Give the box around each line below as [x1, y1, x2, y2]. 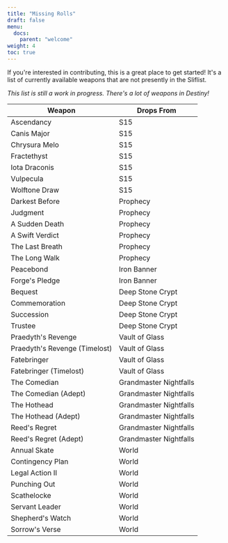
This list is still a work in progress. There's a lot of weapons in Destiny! [7, 88, 210, 97]
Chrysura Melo [10, 140, 59, 150]
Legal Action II [10, 468, 58, 478]
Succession [10, 309, 49, 319]
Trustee [10, 321, 36, 331]
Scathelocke [10, 490, 51, 500]
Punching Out [10, 479, 56, 489]
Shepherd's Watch [10, 513, 72, 523]
